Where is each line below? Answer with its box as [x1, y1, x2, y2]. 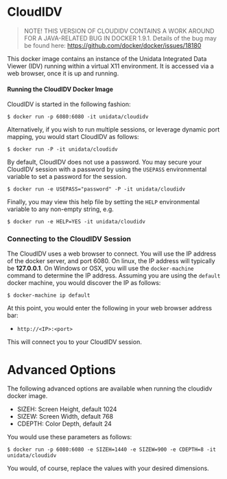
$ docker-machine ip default [7, 292, 91, 299]
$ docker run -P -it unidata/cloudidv [7, 146, 118, 153]
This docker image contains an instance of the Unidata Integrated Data [7, 54, 207, 62]
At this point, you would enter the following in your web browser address [7, 304, 213, 312]
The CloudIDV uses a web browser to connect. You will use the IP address [7, 249, 217, 258]
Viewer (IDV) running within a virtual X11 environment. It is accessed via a [7, 62, 214, 70]
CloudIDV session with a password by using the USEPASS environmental [7, 165, 207, 173]
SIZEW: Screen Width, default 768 [16, 413, 114, 421]
